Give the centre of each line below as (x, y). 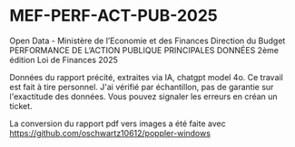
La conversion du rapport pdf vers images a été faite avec (118, 124)
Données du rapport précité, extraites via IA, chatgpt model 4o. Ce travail (146, 77)
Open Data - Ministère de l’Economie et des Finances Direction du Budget (147, 41)
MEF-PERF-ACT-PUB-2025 (113, 16)
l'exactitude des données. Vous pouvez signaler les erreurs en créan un (144, 96)
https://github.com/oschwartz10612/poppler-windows (110, 133)
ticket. (21, 106)
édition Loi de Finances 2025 (64, 60)
